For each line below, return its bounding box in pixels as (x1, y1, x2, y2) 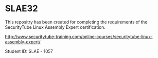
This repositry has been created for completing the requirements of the (5, 19, 148, 25)
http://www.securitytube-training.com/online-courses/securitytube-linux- (5, 34, 153, 39)
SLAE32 (5, 3, 38, 14)
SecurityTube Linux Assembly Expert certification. (5, 24, 105, 30)
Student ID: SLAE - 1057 (5, 48, 53, 54)
